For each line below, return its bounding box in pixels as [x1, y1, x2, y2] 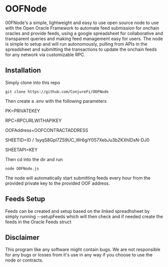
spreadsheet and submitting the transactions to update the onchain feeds [5, 46, 157, 52]
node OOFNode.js [5, 166, 39, 171]
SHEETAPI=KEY [5, 147, 38, 153]
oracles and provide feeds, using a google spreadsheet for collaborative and [5, 30, 163, 36]
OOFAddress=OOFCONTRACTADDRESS [5, 127, 89, 133]
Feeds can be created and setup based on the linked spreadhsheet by [5, 208, 150, 214]
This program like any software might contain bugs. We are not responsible [5, 246, 160, 252]
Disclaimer [5, 233, 40, 241]
